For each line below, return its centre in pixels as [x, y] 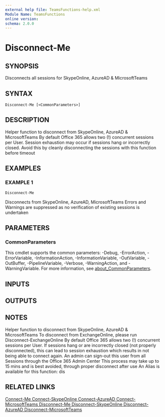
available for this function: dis [35, 372]
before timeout [20, 153]
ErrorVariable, [19, 258]
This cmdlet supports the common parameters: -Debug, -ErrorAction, [76, 253]
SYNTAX [19, 94]
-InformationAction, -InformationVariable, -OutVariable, [90, 258]
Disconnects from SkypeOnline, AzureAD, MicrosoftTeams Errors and [76, 202]
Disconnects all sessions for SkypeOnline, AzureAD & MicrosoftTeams [76, 78]
